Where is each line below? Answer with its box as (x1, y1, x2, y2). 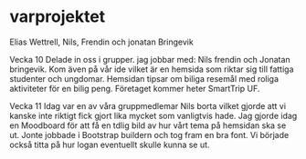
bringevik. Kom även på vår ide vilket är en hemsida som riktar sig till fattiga (9, 64, 294, 75)
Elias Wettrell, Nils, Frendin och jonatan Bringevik (9, 36, 194, 47)
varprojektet (9, 6, 106, 27)
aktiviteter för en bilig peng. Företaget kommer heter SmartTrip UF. (9, 83, 260, 94)
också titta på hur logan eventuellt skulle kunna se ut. (9, 139, 210, 150)
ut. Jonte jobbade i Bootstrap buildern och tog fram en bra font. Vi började (9, 129, 290, 140)
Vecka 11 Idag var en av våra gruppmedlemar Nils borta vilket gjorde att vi (9, 100, 286, 111)
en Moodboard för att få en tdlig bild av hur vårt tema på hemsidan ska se (9, 120, 287, 131)
